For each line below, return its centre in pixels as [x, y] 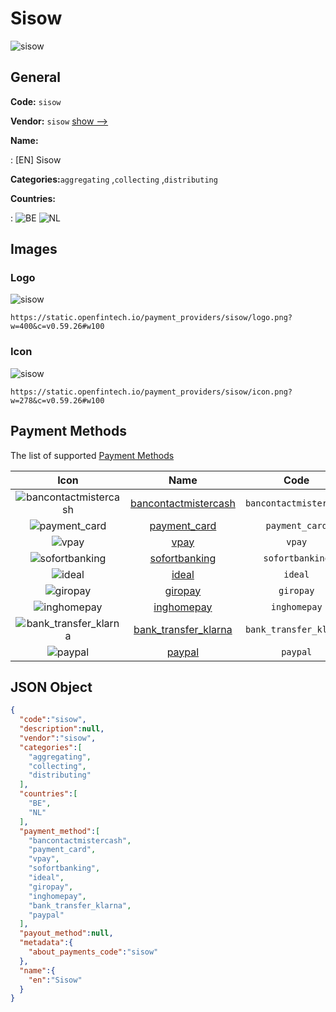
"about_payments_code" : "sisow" [93, 952]
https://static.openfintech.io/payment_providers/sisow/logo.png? [151, 318]
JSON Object [51, 687]
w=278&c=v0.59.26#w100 [57, 400]
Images [34, 249]
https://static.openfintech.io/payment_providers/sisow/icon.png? [151, 392]
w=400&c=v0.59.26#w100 [57, 327]
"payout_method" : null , [66, 933]
